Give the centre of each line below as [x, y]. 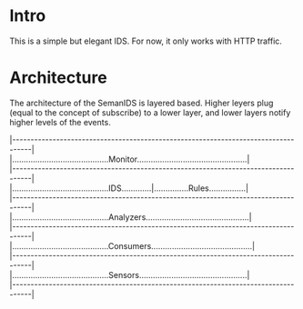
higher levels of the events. [60, 122]
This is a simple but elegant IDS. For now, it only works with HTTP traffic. [146, 41]
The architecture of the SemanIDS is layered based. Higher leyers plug [141, 103]
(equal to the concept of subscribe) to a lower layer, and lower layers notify [150, 112]
